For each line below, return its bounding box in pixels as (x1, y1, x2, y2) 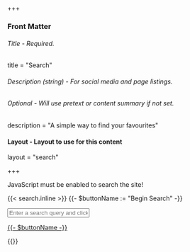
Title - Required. (7, 39, 55, 47)
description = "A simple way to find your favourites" (7, 121, 159, 130)
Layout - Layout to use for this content (7, 137, 123, 146)
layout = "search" (7, 153, 59, 161)
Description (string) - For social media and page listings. (7, 77, 173, 86)
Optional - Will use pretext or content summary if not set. (7, 99, 174, 108)
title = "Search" (7, 61, 52, 69)
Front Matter (7, 21, 52, 31)
